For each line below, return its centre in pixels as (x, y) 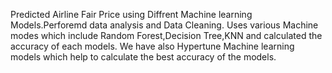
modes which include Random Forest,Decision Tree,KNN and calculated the (166, 35)
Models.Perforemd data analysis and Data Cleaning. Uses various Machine (164, 25)
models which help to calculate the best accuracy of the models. (143, 57)
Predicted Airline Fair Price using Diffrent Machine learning (131, 14)
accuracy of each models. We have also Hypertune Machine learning (152, 46)
